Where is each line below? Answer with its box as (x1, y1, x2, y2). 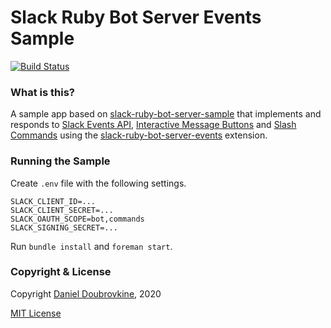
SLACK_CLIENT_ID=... (10, 196, 97, 206)
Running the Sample (10, 154, 111, 168)
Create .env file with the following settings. (10, 177, 187, 189)
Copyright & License (10, 265, 112, 279)
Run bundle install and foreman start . (10, 240, 173, 252)
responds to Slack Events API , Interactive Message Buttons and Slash (10, 119, 297, 131)
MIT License (10, 307, 62, 319)
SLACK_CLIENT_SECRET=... (10, 205, 114, 215)
